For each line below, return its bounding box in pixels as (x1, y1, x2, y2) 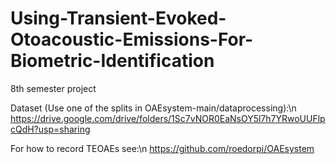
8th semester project (10, 82, 97, 94)
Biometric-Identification (10, 50, 215, 72)
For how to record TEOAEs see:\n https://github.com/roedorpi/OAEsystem (10, 142, 315, 154)
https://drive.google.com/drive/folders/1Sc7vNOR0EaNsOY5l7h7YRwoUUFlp (10, 112, 326, 124)
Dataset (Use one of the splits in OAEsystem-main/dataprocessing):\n (10, 102, 297, 114)
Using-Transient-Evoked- (10, 7, 227, 30)
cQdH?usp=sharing (10, 123, 91, 135)
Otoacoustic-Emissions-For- (10, 28, 254, 51)
